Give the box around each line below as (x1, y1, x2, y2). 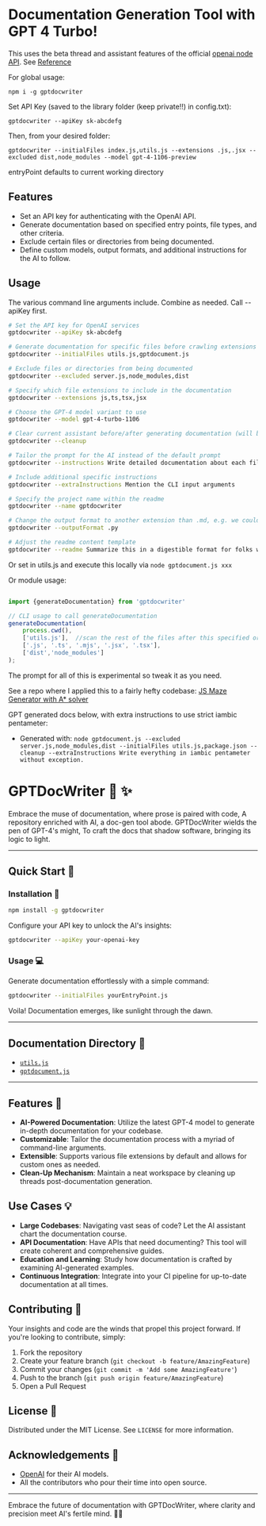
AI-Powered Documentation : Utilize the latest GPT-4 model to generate (19, 1117, 255, 1127)
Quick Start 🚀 (8, 865, 75, 878)
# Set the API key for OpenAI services (8, 321, 140, 329)
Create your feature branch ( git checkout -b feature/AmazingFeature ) (19, 1355, 251, 1366)
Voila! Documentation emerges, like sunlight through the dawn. (8, 1006, 214, 1016)
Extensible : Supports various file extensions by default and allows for (19, 1151, 247, 1160)
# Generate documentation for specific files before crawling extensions (8, 343, 257, 351)
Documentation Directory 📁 (8, 1036, 146, 1050)
